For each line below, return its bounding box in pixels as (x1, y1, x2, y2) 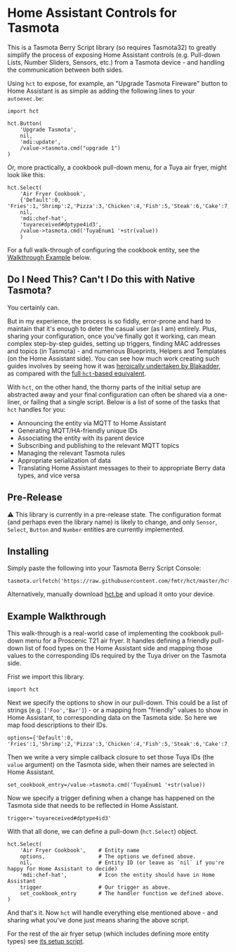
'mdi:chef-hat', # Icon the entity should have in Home (20, 872, 216, 879)
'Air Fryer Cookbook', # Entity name (20, 847, 140, 854)
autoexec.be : (7, 94, 44, 103)
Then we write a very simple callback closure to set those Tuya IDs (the (7, 753, 214, 761)
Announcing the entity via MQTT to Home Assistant (17, 418, 166, 427)
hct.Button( (7, 120, 42, 127)
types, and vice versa (17, 471, 80, 480)
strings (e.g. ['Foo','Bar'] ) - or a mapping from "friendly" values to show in (7, 706, 228, 714)
